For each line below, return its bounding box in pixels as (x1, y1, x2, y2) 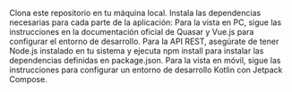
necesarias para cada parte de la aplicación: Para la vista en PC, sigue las (9, 17, 282, 28)
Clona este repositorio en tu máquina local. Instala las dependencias (9, 8, 262, 18)
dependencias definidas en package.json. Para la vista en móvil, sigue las (9, 55, 281, 65)
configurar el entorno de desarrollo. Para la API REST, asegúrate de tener (9, 36, 279, 46)
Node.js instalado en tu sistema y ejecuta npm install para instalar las (9, 46, 264, 56)
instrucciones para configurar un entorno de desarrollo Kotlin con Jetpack (9, 64, 283, 75)
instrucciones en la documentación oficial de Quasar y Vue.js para (9, 27, 254, 37)
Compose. (9, 74, 47, 84)
